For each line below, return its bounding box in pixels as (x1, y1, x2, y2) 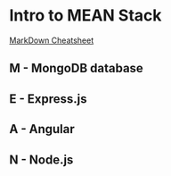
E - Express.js (9, 91, 87, 106)
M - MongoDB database (9, 61, 144, 76)
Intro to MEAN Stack (9, 5, 162, 26)
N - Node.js (9, 152, 74, 167)
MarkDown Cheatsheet (9, 35, 94, 46)
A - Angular (9, 122, 75, 137)
